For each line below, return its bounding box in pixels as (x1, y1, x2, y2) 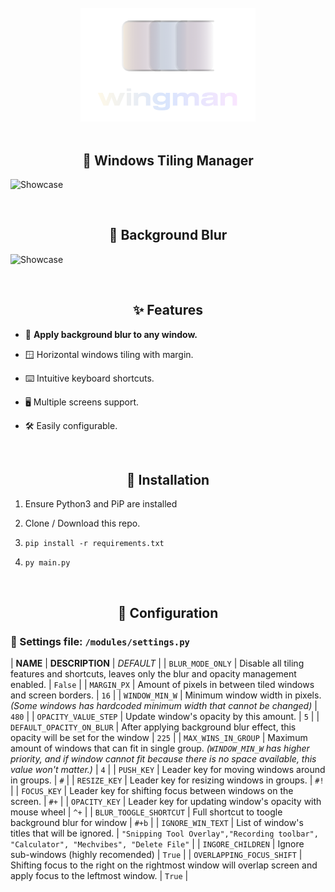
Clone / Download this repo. (24, 517, 141, 530)
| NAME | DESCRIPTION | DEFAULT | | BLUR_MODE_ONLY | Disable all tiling (10, 657, 305, 670)
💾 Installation (126, 471, 210, 488)
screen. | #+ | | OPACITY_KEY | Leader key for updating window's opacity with (10, 796, 322, 808)
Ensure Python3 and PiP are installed (24, 498, 178, 510)
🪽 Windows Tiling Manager (82, 152, 254, 169)
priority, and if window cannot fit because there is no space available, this (10, 753, 317, 765)
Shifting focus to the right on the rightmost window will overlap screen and (10, 859, 318, 871)
